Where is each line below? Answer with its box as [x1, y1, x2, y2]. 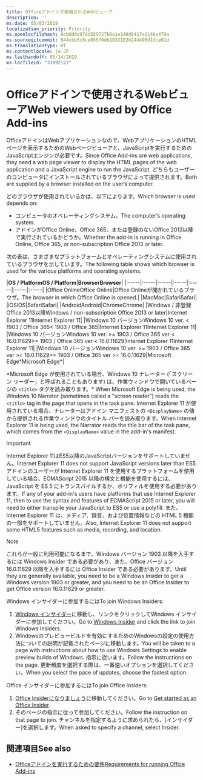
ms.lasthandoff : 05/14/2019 [6, 54, 78, 60]
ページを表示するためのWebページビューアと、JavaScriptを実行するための [6, 144, 193, 152]
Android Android [61, 301, 101, 309]
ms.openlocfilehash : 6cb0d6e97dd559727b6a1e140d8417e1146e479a [6, 32, 170, 38]
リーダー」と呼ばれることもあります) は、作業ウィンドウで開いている [13, 378, 187, 385]
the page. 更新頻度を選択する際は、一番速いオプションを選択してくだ [15, 661, 189, 668]
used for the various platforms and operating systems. [6, 267, 142, 275]
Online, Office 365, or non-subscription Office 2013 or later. [15, 241, 164, 248]
